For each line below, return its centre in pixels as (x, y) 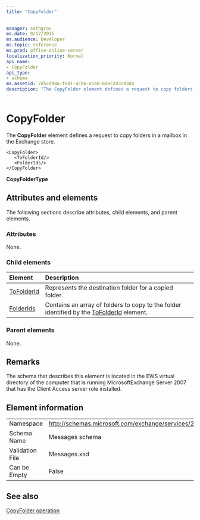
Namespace (26, 424)
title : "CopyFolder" (32, 12)
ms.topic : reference (32, 45)
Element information (45, 408)
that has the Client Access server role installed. (64, 389)
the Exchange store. (31, 141)
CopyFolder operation (33, 510)
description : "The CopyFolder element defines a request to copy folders (100, 89)
